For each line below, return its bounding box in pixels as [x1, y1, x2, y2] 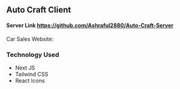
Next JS [15, 64, 35, 71]
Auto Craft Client [6, 5, 72, 15]
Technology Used [6, 50, 59, 59]
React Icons [15, 77, 45, 84]
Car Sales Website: [6, 35, 54, 42]
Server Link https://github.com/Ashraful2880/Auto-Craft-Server [6, 21, 174, 29]
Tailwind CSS [15, 70, 48, 77]
